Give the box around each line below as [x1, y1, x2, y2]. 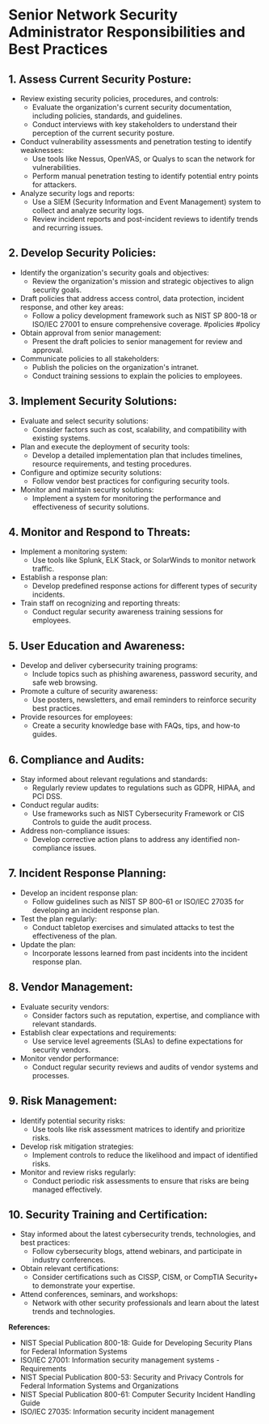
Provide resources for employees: [19, 712, 133, 722]
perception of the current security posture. [32, 128, 175, 138]
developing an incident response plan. [32, 905, 160, 915]
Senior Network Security [8, 6, 179, 24]
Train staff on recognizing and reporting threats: [19, 598, 180, 608]
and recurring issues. [32, 223, 103, 232]
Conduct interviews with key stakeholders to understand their [32, 120, 237, 129]
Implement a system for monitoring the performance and [32, 493, 221, 503]
